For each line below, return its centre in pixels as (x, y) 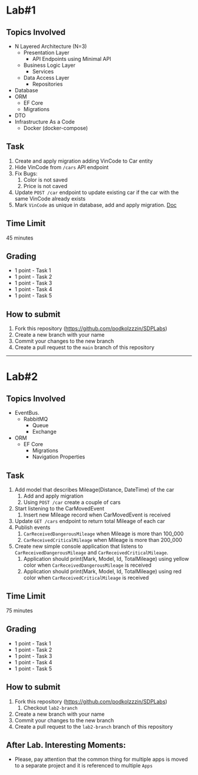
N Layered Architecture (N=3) (51, 46)
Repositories (47, 84)
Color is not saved (45, 180)
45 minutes (20, 238)
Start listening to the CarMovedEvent (59, 509)
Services (43, 71)
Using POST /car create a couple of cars (72, 502)
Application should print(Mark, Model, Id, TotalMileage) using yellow (106, 559)
